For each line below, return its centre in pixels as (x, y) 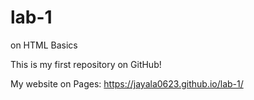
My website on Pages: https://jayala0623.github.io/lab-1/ (127, 83)
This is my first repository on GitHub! (86, 64)
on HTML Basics (44, 45)
